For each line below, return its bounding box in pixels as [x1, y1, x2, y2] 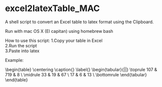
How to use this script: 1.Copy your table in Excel [5, 37, 103, 43]
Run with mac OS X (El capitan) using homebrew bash [5, 28, 113, 34]
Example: [5, 57, 24, 63]
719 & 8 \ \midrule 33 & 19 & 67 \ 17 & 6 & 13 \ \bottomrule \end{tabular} [5, 72, 147, 77]
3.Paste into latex [5, 48, 40, 54]
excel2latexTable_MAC [5, 3, 100, 14]
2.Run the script [5, 43, 37, 48]
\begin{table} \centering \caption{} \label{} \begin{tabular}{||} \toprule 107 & [5, 66, 157, 72]
